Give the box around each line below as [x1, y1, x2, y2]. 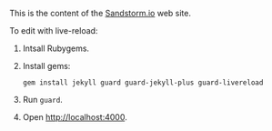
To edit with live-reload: [9, 25, 98, 35]
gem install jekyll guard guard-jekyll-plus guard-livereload [22, 78, 264, 87]
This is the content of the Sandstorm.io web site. [9, 8, 191, 18]
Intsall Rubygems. [22, 43, 89, 54]
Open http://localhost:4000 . [22, 112, 127, 122]
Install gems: [22, 61, 71, 71]
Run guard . [22, 95, 64, 105]
